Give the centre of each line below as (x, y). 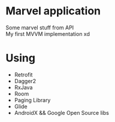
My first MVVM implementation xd (48, 33)
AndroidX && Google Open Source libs (61, 112)
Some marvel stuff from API (40, 28)
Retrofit (23, 74)
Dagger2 (25, 81)
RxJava (23, 87)
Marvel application (53, 11)
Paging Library (32, 100)
